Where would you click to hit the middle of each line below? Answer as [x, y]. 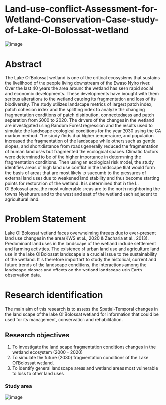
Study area [19, 386]
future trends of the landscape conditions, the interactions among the [76, 265]
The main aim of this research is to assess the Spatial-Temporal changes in [82, 309]
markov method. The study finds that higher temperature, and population [80, 135]
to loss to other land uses [38, 373]
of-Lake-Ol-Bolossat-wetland [67, 30]
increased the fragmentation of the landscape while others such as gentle [80, 141]
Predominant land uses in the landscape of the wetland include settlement [81, 243]
